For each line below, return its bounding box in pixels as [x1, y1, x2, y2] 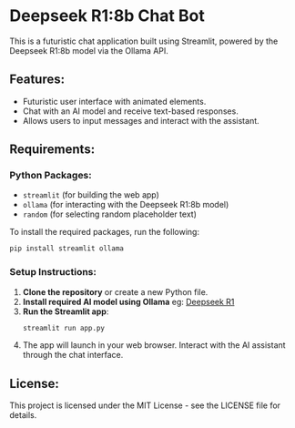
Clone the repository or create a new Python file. [22, 286, 209, 297]
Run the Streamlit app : [22, 306, 109, 317]
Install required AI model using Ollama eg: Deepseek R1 [22, 296, 235, 307]
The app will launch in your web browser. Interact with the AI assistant [22, 340, 286, 351]
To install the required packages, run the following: [9, 227, 200, 238]
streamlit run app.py [22, 323, 105, 332]
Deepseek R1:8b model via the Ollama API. [9, 45, 168, 56]
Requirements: [9, 142, 96, 158]
